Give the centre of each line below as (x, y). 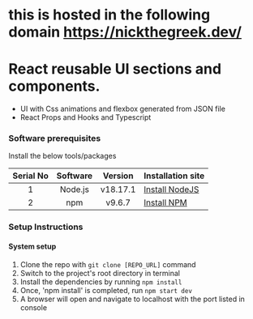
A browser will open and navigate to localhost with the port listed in (133, 299)
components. (54, 86)
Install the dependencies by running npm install (101, 282)
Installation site (174, 176)
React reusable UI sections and (115, 69)
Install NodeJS (172, 189)
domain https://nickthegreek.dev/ (125, 32)
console (33, 307)
